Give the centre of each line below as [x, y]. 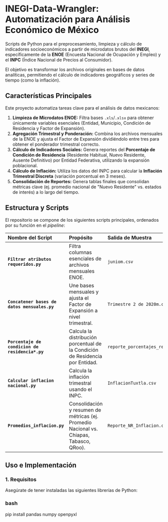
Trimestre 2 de [125, 304]
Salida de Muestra [129, 237]
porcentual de [85, 343]
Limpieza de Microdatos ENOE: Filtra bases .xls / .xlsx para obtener [83, 118]
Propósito [81, 237]
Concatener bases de [32, 302]
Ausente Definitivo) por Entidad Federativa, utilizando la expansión [81, 160]
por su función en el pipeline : [35, 225]
